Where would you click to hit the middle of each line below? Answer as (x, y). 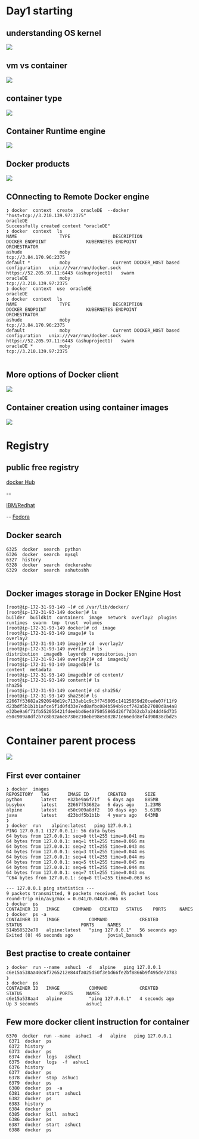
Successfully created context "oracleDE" (58, 226)
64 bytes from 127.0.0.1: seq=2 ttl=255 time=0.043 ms (76, 847)
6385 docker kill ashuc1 (43, 1114)
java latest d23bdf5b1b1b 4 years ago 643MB (83, 816)
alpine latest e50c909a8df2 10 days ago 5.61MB (84, 810)
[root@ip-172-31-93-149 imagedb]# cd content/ (65, 675)
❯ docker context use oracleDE (49, 289)
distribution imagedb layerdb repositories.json (71, 655)
